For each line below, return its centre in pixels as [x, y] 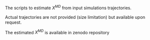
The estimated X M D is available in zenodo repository [57, 32]
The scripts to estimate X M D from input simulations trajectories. [68, 7]
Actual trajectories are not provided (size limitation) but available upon [75, 17]
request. [13, 22]
